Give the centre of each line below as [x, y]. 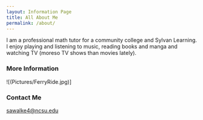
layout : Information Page [39, 12]
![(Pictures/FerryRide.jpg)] [39, 81]
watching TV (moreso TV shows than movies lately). [72, 53]
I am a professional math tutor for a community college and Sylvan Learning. [102, 40]
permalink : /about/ [31, 23]
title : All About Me [32, 17]
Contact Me [24, 97]
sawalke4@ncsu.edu [32, 110]
